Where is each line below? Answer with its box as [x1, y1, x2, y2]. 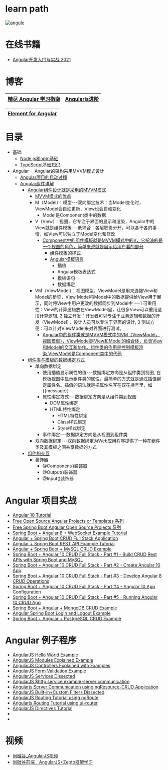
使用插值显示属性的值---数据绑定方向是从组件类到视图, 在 [42, 369, 161, 375]
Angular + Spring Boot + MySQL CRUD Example [12, 546, 112, 552]
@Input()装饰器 [42, 475, 74, 481]
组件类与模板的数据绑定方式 [27, 357, 85, 363]
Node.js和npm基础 [20, 155, 59, 161]
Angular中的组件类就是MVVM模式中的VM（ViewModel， [42, 331, 160, 337]
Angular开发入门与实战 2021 [12, 56, 71, 62]
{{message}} [42, 387, 69, 393]
